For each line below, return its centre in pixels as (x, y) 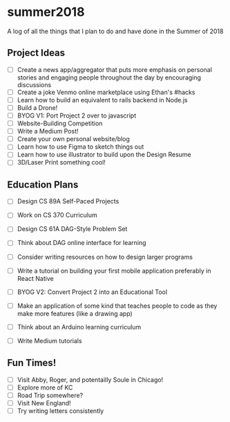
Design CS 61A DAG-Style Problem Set (72, 229)
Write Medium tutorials (49, 340)
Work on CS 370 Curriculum (57, 215)
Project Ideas (36, 53)
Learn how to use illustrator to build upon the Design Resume (104, 155)
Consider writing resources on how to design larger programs (105, 257)
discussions (34, 84)
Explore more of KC (45, 387)
